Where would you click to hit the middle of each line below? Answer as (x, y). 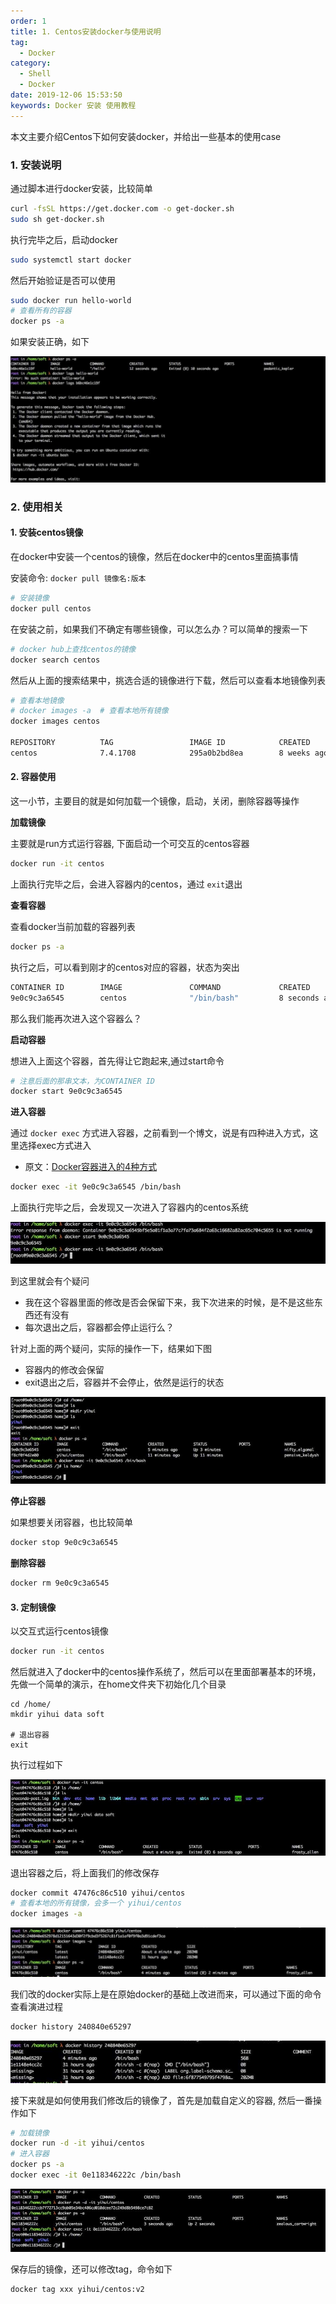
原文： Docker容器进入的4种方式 (91, 1167)
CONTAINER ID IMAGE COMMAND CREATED (160, 987)
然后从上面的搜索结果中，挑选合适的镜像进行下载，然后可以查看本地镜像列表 (168, 680)
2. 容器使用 (33, 777)
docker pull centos (51, 608)
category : (31, 63)
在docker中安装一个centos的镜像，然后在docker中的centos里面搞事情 (154, 557)
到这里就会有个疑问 (50, 1281)
